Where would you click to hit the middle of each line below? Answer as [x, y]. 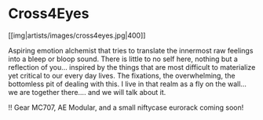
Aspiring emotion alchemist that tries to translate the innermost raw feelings [131, 50]
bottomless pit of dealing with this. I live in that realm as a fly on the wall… [128, 84]
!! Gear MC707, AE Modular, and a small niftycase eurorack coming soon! [126, 107]
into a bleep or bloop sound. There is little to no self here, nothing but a [123, 59]
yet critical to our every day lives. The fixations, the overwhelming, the [122, 75]
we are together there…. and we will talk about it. [87, 92]
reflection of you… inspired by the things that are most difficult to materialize [132, 67]
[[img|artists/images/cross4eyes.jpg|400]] [77, 35]
